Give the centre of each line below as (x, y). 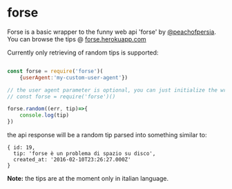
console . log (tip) (45, 115)
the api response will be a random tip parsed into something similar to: (107, 135)
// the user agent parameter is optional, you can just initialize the (112, 90)
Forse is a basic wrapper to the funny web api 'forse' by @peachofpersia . (112, 32)
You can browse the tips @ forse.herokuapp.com (77, 39)
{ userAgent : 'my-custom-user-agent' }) (74, 77)
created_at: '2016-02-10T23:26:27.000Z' (72, 160)
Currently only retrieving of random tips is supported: (83, 52)
